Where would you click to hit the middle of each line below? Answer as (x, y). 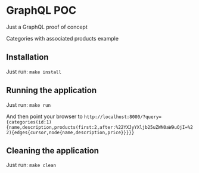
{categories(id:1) (29, 122)
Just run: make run (29, 104)
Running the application (52, 90)
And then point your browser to (45, 116)
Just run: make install (34, 72)
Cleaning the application (53, 151)
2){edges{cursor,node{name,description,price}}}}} (70, 132)
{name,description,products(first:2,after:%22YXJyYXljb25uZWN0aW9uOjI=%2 (100, 127)
